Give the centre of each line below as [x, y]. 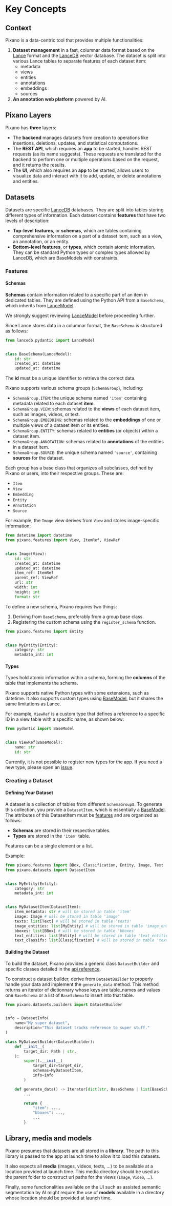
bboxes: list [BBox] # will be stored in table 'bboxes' [76, 931]
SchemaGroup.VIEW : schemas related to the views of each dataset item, [87, 409]
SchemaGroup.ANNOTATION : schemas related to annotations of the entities [88, 442]
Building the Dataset [27, 952]
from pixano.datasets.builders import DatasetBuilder [64, 1004]
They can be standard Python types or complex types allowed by [81, 252]
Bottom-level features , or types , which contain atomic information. [84, 247]
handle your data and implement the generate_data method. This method [82, 984]
